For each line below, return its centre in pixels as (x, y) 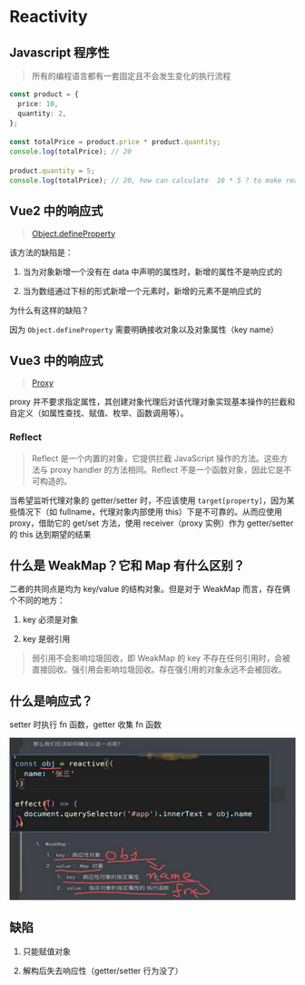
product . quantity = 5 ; (52, 171)
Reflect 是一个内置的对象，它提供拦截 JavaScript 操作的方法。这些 (156, 458)
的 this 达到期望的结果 (50, 534)
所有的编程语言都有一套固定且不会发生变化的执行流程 (131, 76)
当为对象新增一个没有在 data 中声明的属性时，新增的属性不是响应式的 (152, 271)
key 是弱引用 (46, 639)
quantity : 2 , (42, 113)
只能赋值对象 (46, 951)
